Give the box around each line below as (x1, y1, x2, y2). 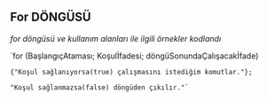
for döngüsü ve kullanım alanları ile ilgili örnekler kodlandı (10, 33, 222, 43)
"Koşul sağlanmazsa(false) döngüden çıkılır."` (10, 82, 190, 92)
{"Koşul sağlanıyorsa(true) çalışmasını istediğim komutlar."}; (10, 67, 253, 76)
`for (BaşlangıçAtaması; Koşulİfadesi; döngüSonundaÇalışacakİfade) (10, 50, 259, 61)
